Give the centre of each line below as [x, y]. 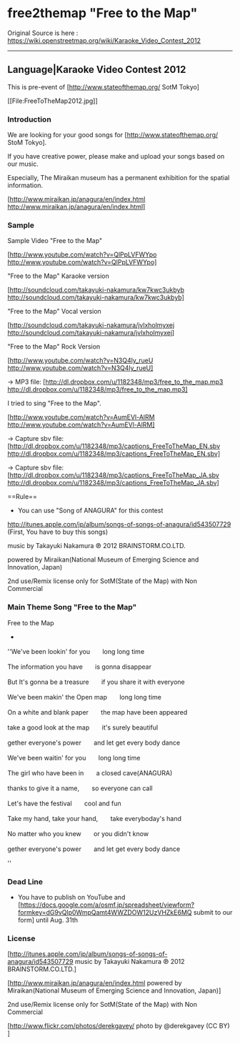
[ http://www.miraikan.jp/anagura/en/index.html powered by [95, 983]
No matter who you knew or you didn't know [78, 833]
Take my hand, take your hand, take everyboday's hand [95, 818]
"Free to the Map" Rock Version [54, 347]
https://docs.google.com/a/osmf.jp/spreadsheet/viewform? [107, 905]
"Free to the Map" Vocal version [54, 312]
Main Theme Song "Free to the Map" [72, 607]
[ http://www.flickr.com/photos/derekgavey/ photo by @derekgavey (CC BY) [119, 1026]
